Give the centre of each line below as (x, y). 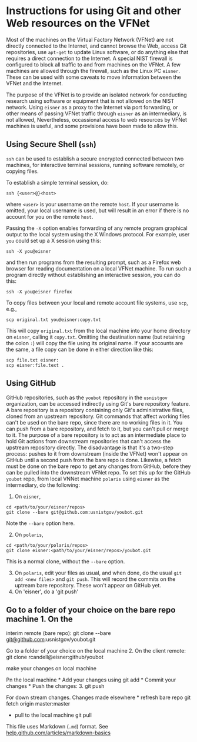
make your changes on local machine (51, 669)
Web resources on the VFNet (78, 23)
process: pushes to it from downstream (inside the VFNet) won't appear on (97, 453)
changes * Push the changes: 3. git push (55, 686)
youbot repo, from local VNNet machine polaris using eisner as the (88, 479)
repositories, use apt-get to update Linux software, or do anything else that (97, 52)
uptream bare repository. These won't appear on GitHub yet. (88, 585)
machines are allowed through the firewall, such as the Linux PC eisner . (93, 71)
